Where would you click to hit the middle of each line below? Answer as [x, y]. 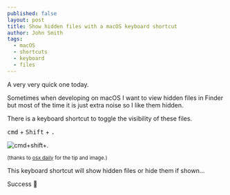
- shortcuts [31, 52]
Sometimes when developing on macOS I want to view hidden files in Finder [115, 98]
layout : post [26, 20]
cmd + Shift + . [31, 132]
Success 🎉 [22, 184]
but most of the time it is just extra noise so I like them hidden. [96, 105]
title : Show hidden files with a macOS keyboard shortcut [92, 26]
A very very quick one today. [48, 84]
